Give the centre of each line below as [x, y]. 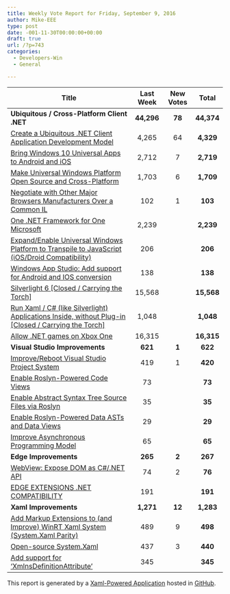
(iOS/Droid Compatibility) [51, 257]
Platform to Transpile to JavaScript [66, 248]
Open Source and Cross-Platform [65, 181]
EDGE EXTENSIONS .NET [51, 487]
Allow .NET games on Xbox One [62, 336]
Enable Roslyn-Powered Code [59, 378]
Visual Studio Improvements [58, 347]
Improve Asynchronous [48, 437]
